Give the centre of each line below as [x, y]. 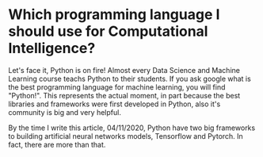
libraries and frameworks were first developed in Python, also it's [114, 104]
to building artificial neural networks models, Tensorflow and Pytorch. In [126, 136]
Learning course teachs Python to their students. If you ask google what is [130, 78]
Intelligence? [52, 48]
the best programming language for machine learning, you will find [117, 87]
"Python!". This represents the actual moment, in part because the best [124, 95]
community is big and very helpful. [65, 112]
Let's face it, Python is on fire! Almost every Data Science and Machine [124, 70]
